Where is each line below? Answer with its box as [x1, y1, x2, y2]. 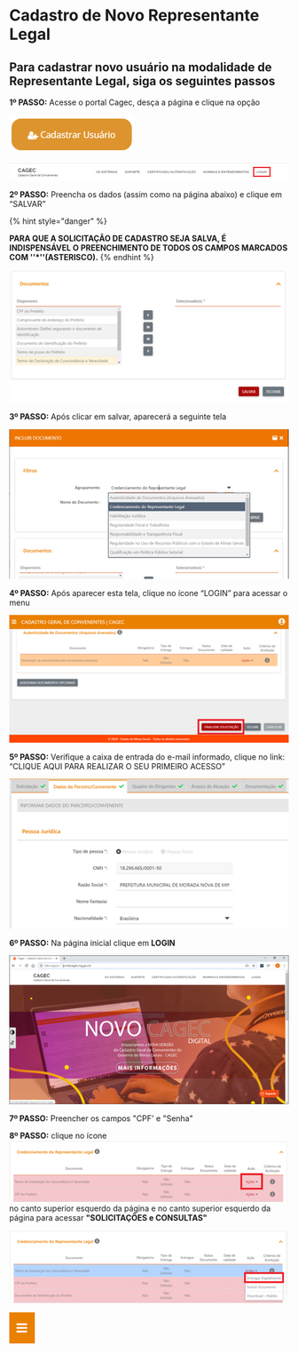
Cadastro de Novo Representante [9, 5, 260, 26]
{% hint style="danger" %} [9, 215, 108, 227]
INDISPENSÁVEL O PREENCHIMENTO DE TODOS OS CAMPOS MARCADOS [9, 242, 288, 253]
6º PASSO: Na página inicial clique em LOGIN [9, 937, 176, 948]
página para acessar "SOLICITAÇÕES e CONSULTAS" [9, 1212, 208, 1222]
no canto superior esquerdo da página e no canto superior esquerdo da [9, 1203, 271, 1214]
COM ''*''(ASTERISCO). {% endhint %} [9, 251, 154, 262]
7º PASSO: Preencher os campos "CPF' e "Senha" [9, 1113, 193, 1124]
